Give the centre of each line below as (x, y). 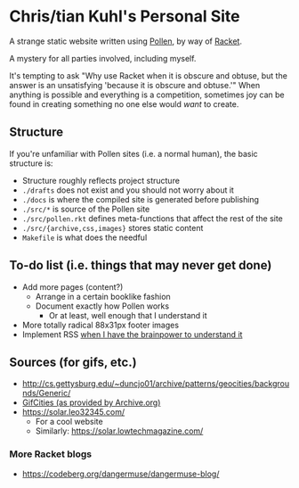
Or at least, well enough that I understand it (128, 315)
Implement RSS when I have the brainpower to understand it (132, 334)
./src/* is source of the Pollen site (86, 209)
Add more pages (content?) (73, 286)
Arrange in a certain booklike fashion (103, 296)
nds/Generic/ (46, 393)
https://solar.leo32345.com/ (73, 412)
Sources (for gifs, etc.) (73, 362)
